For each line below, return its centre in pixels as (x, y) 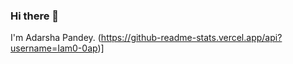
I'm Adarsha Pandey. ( (56, 38)
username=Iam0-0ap (54, 48)
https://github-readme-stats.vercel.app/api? (191, 38)
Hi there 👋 (35, 16)
